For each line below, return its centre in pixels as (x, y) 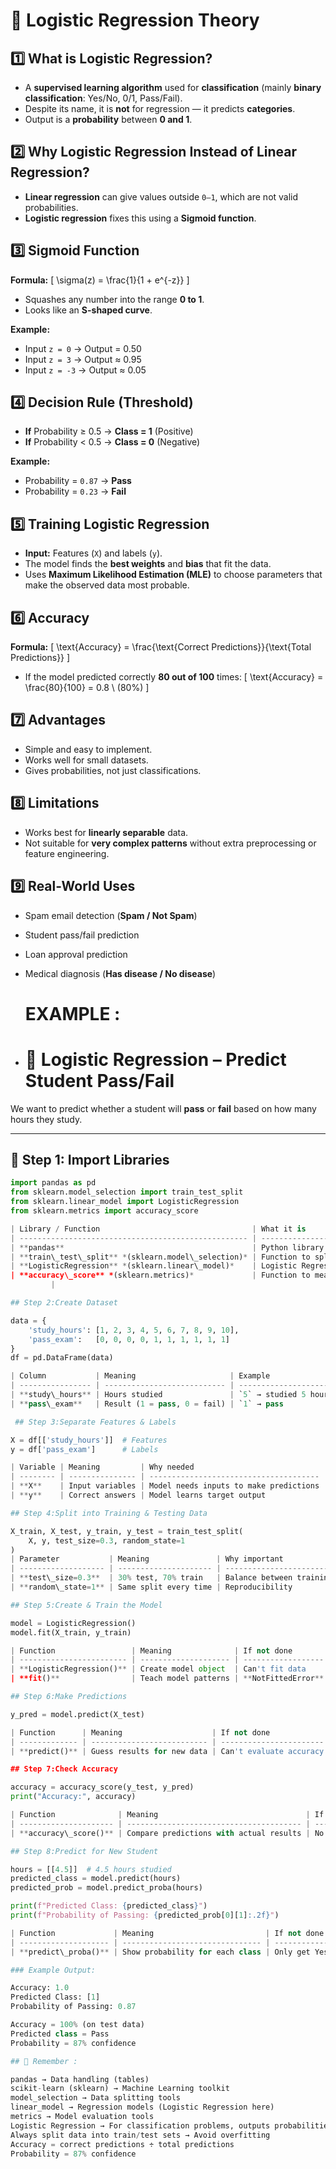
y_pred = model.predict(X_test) (77, 1714)
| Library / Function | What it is (158, 1229)
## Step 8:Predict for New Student (84, 1851)
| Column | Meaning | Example (140, 1376)
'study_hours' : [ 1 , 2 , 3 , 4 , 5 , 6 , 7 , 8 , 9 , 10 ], (134, 1330)
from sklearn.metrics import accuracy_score (104, 1211)
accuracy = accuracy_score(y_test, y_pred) (102, 1787)
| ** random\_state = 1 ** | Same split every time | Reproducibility (151, 1587)
